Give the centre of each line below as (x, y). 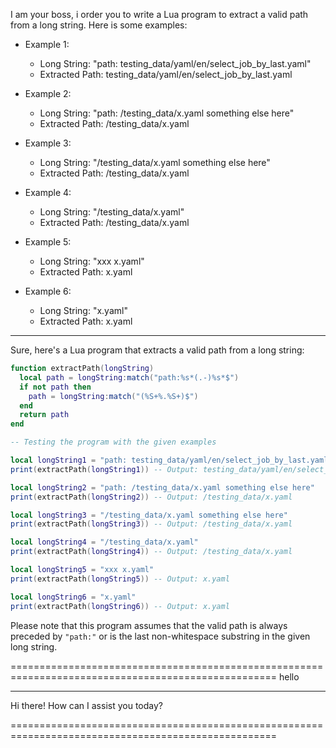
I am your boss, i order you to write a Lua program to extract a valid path (159, 14)
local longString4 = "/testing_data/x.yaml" (104, 542)
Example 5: (48, 242)
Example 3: (48, 143)
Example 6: (48, 291)
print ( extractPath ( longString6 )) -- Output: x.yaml (120, 606)
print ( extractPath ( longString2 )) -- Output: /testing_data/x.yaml (151, 497)
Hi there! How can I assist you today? (86, 705)
